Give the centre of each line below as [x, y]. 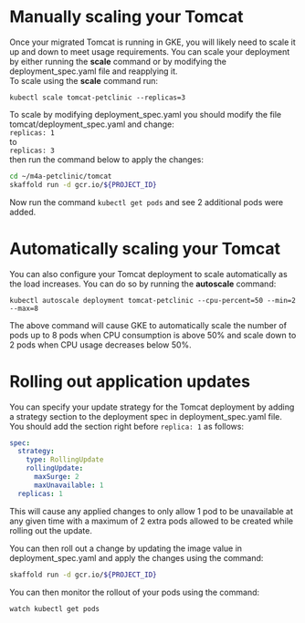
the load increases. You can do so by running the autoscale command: [143, 284]
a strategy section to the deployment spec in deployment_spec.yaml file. [146, 416]
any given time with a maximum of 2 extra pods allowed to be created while [152, 521]
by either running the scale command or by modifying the [118, 61]
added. [23, 212]
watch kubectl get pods [55, 608]
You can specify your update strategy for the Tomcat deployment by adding [152, 407]
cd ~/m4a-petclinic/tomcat [61, 176]
